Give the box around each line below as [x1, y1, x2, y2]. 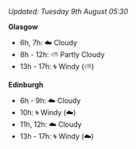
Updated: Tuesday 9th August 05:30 [8, 7, 129, 16]
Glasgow [8, 22, 38, 31]
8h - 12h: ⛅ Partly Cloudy [19, 50, 105, 59]
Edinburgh [8, 80, 44, 90]
